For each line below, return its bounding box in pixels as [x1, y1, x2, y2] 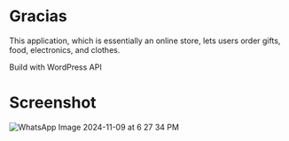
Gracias [9, 6, 68, 26]
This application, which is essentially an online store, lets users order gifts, [9, 35, 281, 46]
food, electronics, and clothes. [9, 44, 121, 55]
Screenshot [9, 93, 97, 113]
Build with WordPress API [9, 62, 102, 72]
